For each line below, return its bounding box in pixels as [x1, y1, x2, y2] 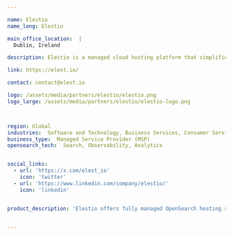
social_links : [7, 161, 49, 168]
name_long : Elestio [7, 22, 64, 30]
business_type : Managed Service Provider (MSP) [7, 136, 150, 143]
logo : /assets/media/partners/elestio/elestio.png [7, 92, 157, 98]
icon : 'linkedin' [19, 186, 70, 193]
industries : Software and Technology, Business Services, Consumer [7, 129, 209, 136]
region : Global [7, 123, 51, 130]
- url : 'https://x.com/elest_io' [13, 167, 110, 174]
